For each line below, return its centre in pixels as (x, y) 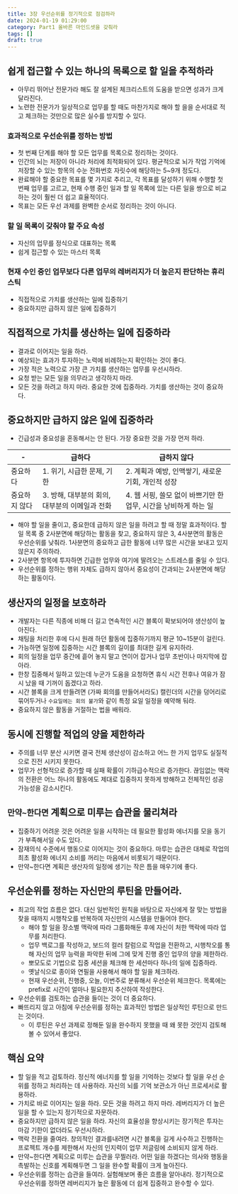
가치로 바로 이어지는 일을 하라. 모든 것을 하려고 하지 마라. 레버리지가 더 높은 (121, 1103)
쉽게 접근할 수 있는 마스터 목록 (59, 252)
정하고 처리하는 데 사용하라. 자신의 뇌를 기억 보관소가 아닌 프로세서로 (125, 1085)
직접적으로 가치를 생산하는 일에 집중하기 (73, 299)
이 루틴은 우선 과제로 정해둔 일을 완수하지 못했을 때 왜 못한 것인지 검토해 (127, 1024)
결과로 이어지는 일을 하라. (53, 351)
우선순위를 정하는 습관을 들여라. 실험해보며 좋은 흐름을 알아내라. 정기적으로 (121, 1174)
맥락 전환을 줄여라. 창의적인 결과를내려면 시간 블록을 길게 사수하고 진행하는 (121, 1139)
